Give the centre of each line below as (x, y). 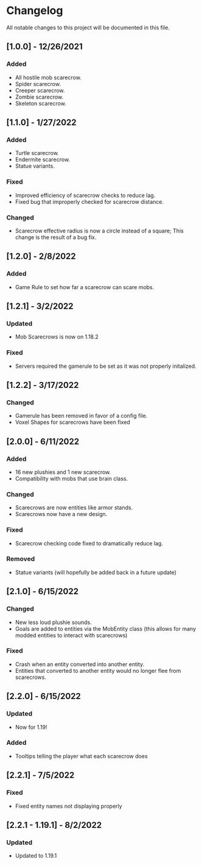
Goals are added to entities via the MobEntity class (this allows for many (106, 628)
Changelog (35, 11)
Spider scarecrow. (38, 84)
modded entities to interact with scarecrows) (71, 635)
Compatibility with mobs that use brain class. (71, 478)
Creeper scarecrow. (40, 90)
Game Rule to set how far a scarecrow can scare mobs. (85, 287)
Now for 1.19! (31, 727)
